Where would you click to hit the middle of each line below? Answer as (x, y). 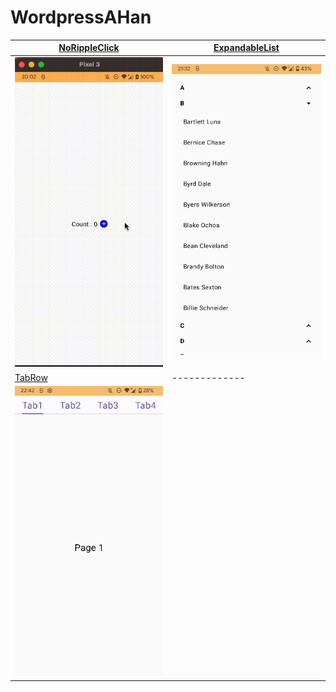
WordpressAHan (81, 17)
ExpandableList (246, 48)
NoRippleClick (89, 48)
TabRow (31, 377)
